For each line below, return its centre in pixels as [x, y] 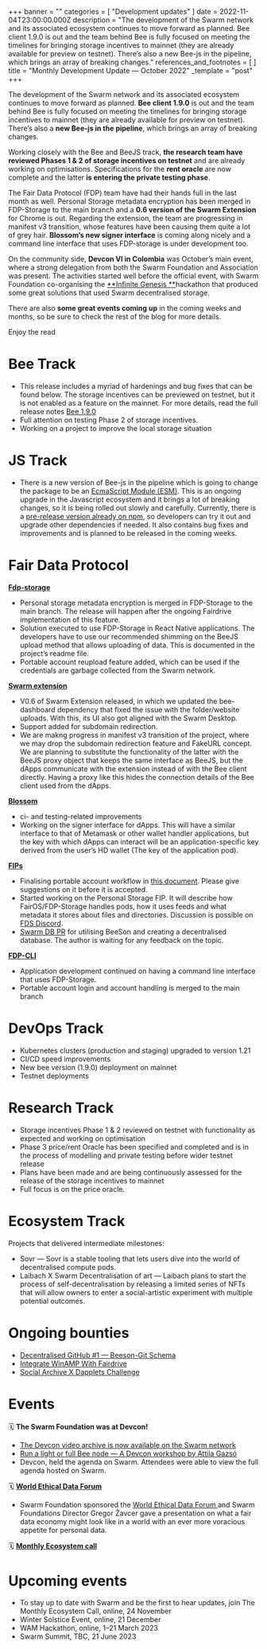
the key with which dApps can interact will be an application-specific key [139, 841]
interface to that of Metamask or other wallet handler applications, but [134, 833]
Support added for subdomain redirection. [89, 726]
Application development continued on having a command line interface [137, 971]
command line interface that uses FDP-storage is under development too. [128, 243]
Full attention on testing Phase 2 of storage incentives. [109, 420]
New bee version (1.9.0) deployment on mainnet [98, 1067]
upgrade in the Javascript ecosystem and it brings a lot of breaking [130, 499]
